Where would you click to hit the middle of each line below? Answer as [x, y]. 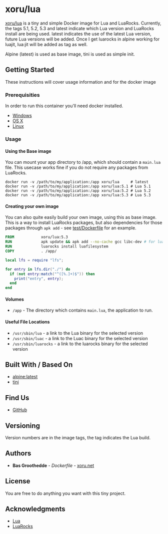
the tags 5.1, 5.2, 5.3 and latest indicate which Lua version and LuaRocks [79, 28]
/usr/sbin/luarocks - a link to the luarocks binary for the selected [80, 344]
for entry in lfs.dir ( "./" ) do [38, 269]
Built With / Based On [39, 364]
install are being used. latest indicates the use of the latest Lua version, [78, 34]
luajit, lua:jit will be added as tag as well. [46, 44]
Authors [18, 454]
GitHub [20, 410]
